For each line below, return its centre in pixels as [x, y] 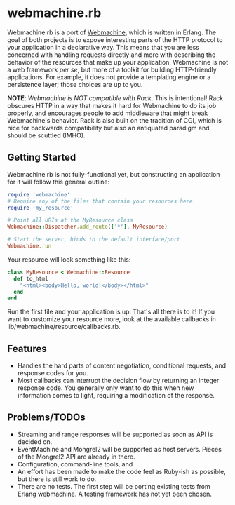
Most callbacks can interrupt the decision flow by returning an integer [118, 381]
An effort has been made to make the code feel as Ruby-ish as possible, [121, 471]
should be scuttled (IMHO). [46, 135]
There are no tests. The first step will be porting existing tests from [114, 486]
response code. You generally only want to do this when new [106, 388]
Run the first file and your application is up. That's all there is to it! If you [111, 312]
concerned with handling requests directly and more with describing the [112, 55]
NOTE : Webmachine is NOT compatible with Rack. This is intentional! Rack [115, 98]
